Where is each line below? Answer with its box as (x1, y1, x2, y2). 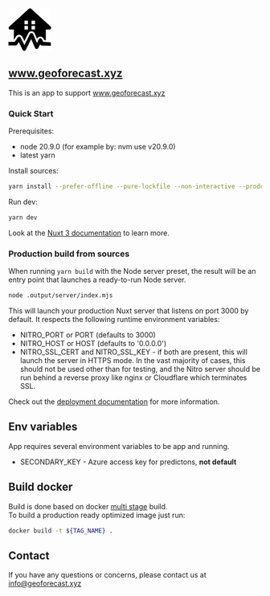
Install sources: (8, 166, 59, 176)
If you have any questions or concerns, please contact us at (8, 570, 207, 580)
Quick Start (8, 108, 54, 119)
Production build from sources (8, 248, 130, 259)
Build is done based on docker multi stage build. (8, 501, 168, 511)
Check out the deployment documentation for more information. (8, 397, 220, 406)
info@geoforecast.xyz (8, 578, 82, 589)
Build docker (8, 480, 73, 494)
